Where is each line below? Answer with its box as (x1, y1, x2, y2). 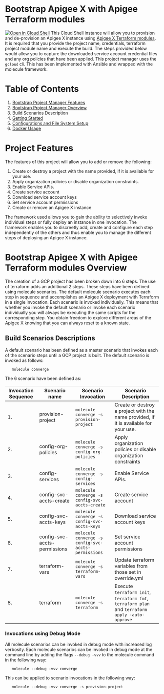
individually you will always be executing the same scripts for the (5, 309, 136, 315)
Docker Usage (12, 126, 41, 131)
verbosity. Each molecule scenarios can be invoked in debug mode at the (5, 646, 153, 652)
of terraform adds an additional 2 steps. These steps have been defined (5, 283, 150, 289)
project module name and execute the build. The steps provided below (5, 45, 147, 51)
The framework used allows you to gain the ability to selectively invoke (5, 214, 147, 220)
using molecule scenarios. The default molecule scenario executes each (5, 289, 151, 294)
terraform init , (114, 589, 151, 595)
